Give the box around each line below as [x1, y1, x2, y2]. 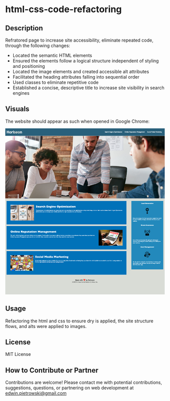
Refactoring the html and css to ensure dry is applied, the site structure [5, 318, 153, 324]
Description [5, 24, 43, 32]
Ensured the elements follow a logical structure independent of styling [12, 58, 159, 64]
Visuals [5, 105, 29, 114]
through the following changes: [5, 43, 70, 49]
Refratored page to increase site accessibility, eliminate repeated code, [5, 37, 154, 43]
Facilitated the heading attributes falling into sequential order [12, 74, 140, 80]
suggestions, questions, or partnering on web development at [5, 385, 134, 391]
